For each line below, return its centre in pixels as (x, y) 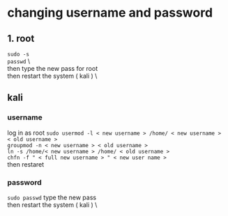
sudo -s (18, 54)
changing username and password (110, 13)
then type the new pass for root (53, 68)
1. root (21, 39)
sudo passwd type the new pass (52, 197)
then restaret (26, 164)
